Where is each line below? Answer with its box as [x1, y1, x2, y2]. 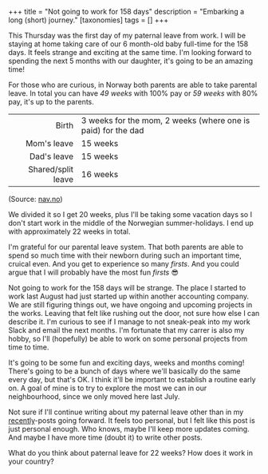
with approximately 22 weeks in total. [8, 227, 131, 236]
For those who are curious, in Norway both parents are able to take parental [8, 80, 258, 89]
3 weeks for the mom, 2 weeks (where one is [81, 115, 250, 126]
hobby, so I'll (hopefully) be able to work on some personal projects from [8, 334, 248, 343]
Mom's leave [25, 138, 74, 148]
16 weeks [81, 169, 119, 180]
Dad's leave [29, 151, 74, 162]
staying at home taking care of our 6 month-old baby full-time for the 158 [8, 39, 249, 49]
